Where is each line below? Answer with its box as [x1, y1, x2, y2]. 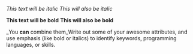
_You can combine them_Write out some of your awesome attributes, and [6, 28, 188, 35]
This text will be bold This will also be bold [6, 17, 114, 23]
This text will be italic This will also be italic [6, 5, 113, 12]
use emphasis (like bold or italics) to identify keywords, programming [6, 35, 177, 41]
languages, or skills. [6, 41, 56, 48]
